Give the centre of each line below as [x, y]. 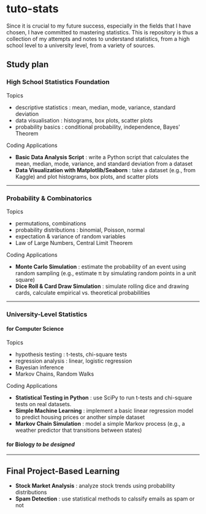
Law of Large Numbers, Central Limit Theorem [74, 243]
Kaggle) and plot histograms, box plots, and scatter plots [87, 176]
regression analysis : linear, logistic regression [74, 361]
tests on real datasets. [43, 404]
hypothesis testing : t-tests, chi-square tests [71, 355]
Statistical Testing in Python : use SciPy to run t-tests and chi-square [104, 398]
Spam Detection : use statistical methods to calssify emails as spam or [105, 499]
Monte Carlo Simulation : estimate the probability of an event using [101, 266]
